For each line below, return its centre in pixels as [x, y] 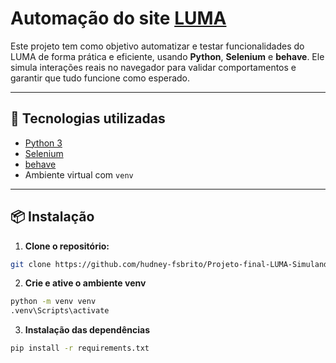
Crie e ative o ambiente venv [85, 283]
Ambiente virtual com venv [79, 174]
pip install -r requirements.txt [80, 348]
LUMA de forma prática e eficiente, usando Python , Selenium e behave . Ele [167, 56]
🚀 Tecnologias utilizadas [88, 118]
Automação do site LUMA [118, 18]
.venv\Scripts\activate [60, 311]
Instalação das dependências [87, 330]
